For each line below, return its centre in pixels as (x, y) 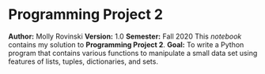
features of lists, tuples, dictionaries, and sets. (83, 61)
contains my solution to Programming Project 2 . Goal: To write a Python (126, 44)
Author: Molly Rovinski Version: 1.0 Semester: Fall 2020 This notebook (125, 36)
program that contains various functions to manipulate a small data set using (133, 53)
